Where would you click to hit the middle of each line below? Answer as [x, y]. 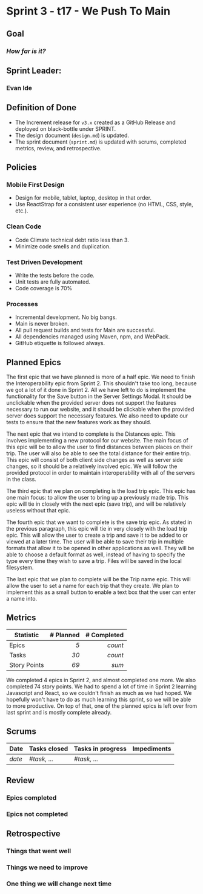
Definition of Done [42, 108]
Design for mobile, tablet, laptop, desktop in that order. [83, 198]
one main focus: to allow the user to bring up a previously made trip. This [98, 498]
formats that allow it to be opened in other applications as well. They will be [100, 548]
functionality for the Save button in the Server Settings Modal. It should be [99, 396]
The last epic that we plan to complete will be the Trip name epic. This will [98, 579]
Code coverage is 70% [44, 288]
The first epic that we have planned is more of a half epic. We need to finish [101, 377]
